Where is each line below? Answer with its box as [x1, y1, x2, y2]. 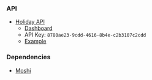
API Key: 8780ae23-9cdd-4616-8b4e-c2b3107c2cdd [24, 31, 146, 38]
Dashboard [24, 24, 53, 32]
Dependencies [6, 53, 51, 62]
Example [24, 38, 47, 45]
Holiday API [15, 18, 45, 26]
